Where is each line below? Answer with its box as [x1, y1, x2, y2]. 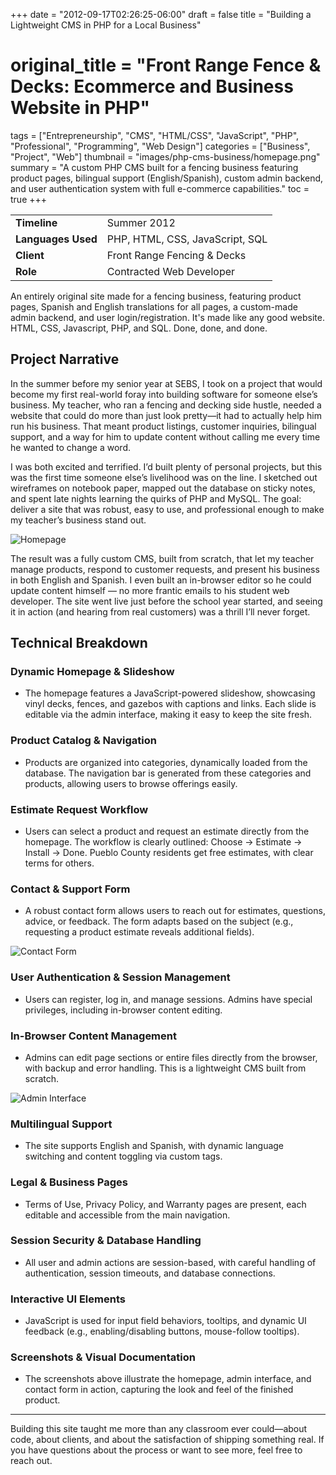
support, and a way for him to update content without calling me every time [10, 430, 321, 443]
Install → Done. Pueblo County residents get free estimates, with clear [24, 847, 314, 859]
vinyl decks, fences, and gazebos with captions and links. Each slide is [24, 698, 317, 710]
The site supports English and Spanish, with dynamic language [24, 1140, 285, 1152]
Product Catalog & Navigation [10, 734, 157, 748]
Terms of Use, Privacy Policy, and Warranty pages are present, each [24, 1198, 307, 1210]
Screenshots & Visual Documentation [10, 1350, 196, 1364]
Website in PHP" [10, 97, 150, 119]
